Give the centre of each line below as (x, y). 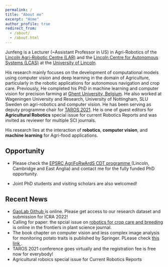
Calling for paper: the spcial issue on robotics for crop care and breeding (88, 222)
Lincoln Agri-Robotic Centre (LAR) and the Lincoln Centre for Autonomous (82, 57)
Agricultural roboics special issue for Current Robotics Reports (77, 259)
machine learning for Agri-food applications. (52, 135)
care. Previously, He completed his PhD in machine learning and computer (82, 88)
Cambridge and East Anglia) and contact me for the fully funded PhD (83, 168)
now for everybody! (33, 254)
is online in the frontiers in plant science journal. (62, 227)
